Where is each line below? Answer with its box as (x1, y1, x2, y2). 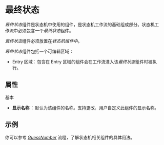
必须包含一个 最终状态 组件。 (18, 27, 74, 33)
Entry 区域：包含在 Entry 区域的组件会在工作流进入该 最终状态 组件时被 (12, 59, 153, 64)
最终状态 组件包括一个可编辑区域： (5, 48, 74, 54)
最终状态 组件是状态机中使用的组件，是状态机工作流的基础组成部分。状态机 (5, 21, 155, 27)
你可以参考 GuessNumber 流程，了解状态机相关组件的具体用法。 (5, 134, 135, 140)
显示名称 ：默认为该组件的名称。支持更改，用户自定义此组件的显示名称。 (12, 104, 159, 110)
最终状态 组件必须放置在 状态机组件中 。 (5, 38, 82, 44)
